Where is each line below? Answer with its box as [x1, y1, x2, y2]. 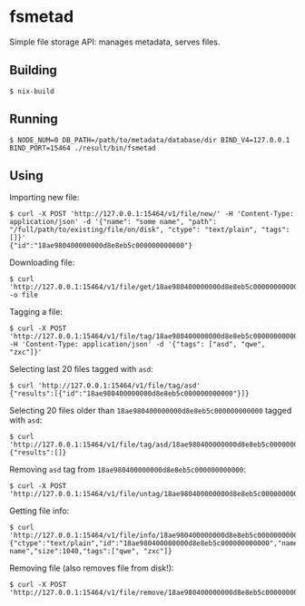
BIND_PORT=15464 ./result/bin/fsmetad [9, 143, 156, 152]
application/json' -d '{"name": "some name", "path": [9, 218, 218, 227]
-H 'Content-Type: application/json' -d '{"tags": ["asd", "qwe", [9, 340, 266, 349]
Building [9, 63, 57, 78]
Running [9, 112, 59, 127]
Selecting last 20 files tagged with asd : [9, 364, 153, 375]
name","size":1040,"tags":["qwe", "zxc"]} [9, 547, 172, 556]
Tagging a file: [9, 307, 64, 318]
